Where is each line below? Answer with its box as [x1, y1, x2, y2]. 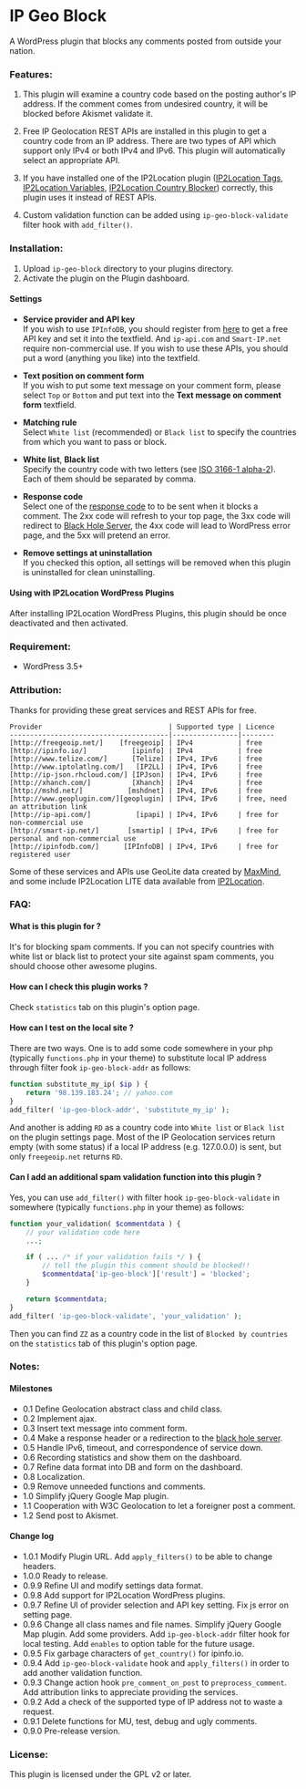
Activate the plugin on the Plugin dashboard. [22, 273, 190, 284]
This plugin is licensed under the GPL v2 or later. [9, 1769, 192, 1780]
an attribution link [9, 801, 88, 812]
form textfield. [22, 398, 77, 410]
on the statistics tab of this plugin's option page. [9, 1338, 199, 1349]
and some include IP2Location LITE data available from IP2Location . [9, 875, 265, 886]
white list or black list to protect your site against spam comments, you [9, 950, 275, 962]
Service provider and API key [22, 314, 136, 325]
